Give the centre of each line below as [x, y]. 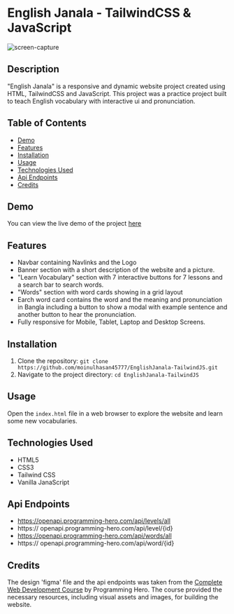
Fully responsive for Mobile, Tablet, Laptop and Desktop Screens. [111, 322]
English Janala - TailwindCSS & [99, 13]
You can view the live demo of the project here [74, 224]
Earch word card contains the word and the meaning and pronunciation [120, 300]
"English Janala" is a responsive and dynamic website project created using [116, 86]
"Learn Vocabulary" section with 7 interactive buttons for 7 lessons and [120, 278]
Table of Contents [47, 123]
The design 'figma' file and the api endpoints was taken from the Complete [115, 582]
